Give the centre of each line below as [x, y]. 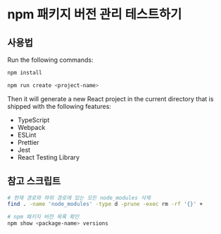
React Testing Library [48, 157]
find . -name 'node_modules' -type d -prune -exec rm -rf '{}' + [105, 204]
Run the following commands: [50, 60]
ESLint [27, 135]
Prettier [28, 142]
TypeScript [33, 119]
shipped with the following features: [59, 106]
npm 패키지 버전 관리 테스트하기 [95, 14]
